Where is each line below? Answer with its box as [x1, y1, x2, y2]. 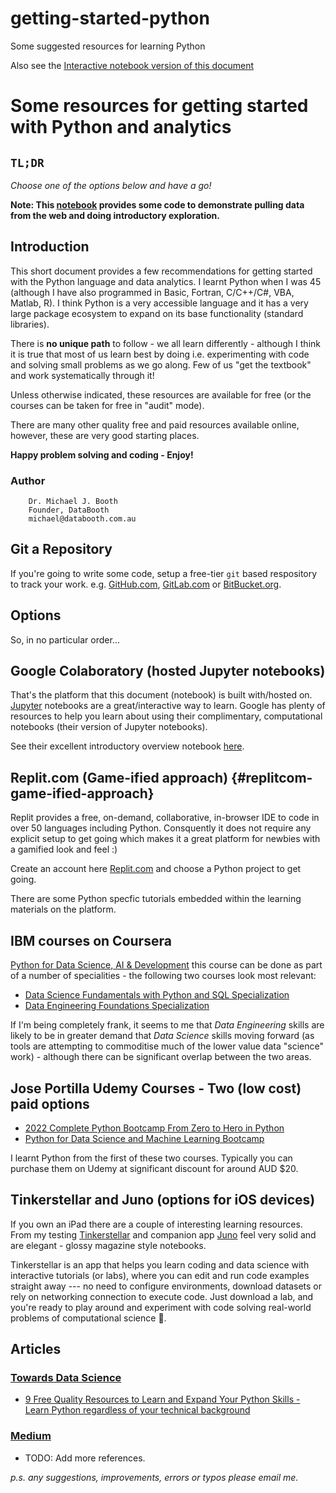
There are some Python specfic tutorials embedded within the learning [10, 893, 302, 905]
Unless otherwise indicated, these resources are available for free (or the [10, 388, 312, 401]
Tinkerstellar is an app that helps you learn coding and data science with [10, 1258, 310, 1271]
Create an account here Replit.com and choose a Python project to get [10, 863, 302, 875]
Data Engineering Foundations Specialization [24, 1000, 210, 1012]
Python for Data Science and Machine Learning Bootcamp [24, 1132, 265, 1144]
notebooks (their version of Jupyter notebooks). [10, 721, 208, 733]
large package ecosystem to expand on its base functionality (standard [10, 307, 304, 319]
